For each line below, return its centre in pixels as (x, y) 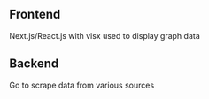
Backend (34, 64)
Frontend (35, 15)
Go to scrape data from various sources (82, 85)
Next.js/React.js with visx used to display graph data (105, 35)
